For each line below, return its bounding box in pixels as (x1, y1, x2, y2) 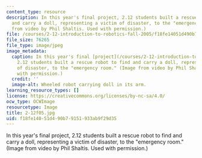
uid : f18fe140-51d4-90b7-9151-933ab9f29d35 (6, 115, 117, 121)
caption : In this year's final (11, 54, 90, 60)
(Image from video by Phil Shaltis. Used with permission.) (6, 145, 148, 152)
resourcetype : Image (6, 104, 58, 110)
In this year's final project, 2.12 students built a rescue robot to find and (6, 132, 182, 139)
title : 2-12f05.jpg (6, 110, 55, 116)
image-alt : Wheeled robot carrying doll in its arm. (11, 82, 147, 88)
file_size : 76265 (6, 37, 50, 43)
